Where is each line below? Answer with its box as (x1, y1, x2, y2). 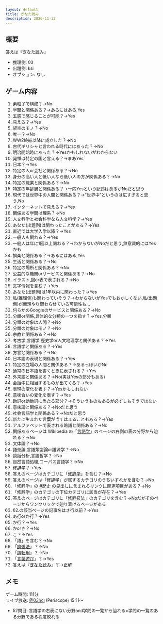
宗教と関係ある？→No (12, 331, 57, 337)
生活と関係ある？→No (12, 259, 57, 264)
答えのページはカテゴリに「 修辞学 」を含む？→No (12, 471, 112, 476)
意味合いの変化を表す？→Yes (12, 392, 71, 398)
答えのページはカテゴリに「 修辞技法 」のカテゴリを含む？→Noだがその (12, 495, 154, 501)
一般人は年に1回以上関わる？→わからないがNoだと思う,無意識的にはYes (12, 241, 156, 246)
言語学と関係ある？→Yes (12, 344, 63, 349)
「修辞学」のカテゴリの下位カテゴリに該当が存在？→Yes (12, 489, 127, 495)
